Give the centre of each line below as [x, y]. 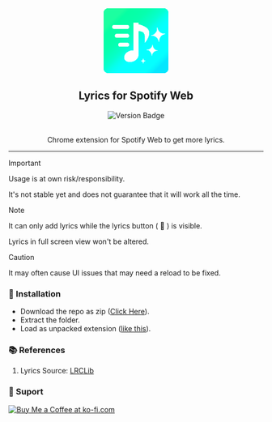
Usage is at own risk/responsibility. [67, 178]
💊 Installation [35, 293]
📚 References [37, 350]
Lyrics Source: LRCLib [57, 371]
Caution [21, 257]
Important [25, 163]
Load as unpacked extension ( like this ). [85, 329]
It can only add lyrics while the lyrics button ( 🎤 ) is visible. [105, 225]
